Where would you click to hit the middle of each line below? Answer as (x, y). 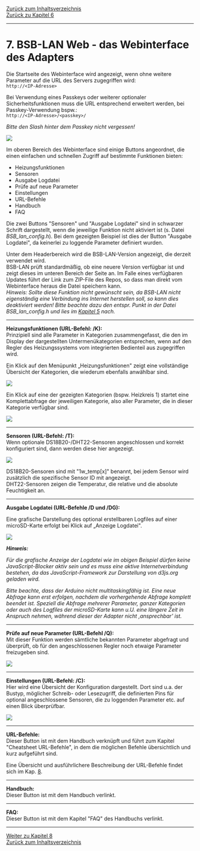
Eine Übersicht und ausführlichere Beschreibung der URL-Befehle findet (95, 765)
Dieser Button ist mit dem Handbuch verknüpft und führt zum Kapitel (90, 740)
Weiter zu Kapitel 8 (29, 835)
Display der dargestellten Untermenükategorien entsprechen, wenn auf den (99, 341)
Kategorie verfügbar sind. (38, 407)
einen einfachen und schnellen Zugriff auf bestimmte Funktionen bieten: (95, 155)
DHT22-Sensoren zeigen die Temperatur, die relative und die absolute (92, 484)
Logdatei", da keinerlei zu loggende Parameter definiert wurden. (85, 242)
